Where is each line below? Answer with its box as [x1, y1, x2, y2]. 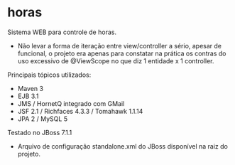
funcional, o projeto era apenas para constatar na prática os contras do [17, 49, 226, 58]
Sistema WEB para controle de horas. [7, 28, 117, 36]
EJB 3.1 [17, 92, 39, 100]
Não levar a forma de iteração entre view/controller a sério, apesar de [17, 41, 222, 50]
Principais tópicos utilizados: [7, 70, 92, 79]
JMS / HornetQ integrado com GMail [17, 99, 125, 107]
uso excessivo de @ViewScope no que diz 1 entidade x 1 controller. [17, 56, 214, 65]
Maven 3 [17, 84, 44, 92]
